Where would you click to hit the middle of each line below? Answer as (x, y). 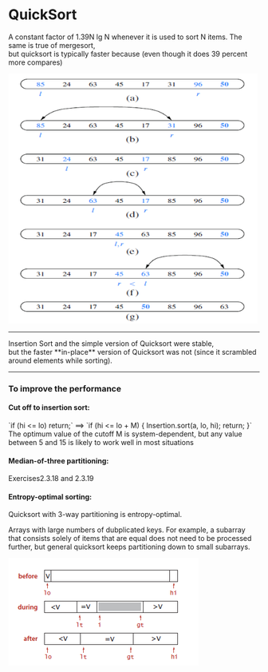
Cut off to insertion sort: (49, 408)
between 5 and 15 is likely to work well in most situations (101, 443)
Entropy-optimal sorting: (50, 496)
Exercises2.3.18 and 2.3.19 (51, 479)
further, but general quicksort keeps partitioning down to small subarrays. (129, 547)
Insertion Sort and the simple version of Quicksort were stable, (111, 343)
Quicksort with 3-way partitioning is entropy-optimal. (95, 515)
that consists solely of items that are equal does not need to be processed (130, 539)
